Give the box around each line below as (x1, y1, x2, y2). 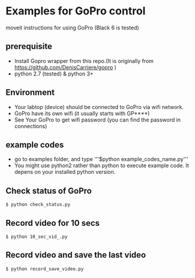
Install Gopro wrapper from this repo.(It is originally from (14, 57, 154, 64)
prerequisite (5, 41, 52, 52)
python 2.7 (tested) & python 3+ (14, 70, 94, 77)
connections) (14, 122, 47, 129)
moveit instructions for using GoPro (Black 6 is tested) (5, 24, 139, 31)
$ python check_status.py (5, 202, 70, 208)
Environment (5, 87, 55, 98)
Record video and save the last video (5, 250, 146, 260)
